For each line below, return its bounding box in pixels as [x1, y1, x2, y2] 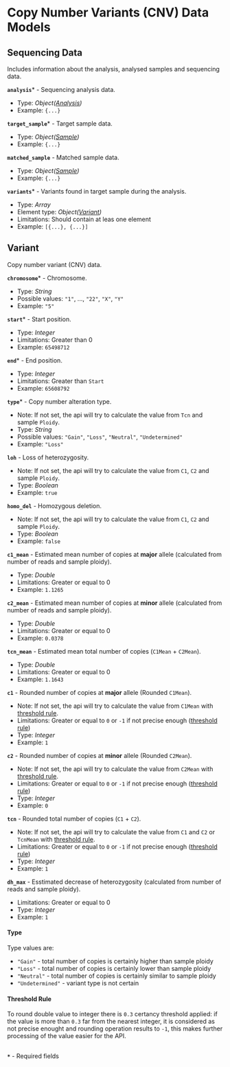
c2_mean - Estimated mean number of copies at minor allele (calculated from [7, 599, 222, 607]
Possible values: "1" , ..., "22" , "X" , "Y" [16, 294, 124, 303]
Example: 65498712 [16, 343, 70, 351]
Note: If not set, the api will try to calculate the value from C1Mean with [16, 702, 214, 710]
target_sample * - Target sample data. [7, 119, 113, 128]
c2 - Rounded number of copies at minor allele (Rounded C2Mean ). [7, 751, 192, 759]
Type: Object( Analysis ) [16, 99, 82, 107]
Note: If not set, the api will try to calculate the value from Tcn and [16, 411, 203, 419]
